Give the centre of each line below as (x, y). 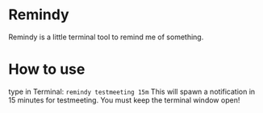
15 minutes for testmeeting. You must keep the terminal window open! (124, 100)
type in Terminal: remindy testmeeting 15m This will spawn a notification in (132, 91)
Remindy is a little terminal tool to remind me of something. (106, 37)
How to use (47, 69)
